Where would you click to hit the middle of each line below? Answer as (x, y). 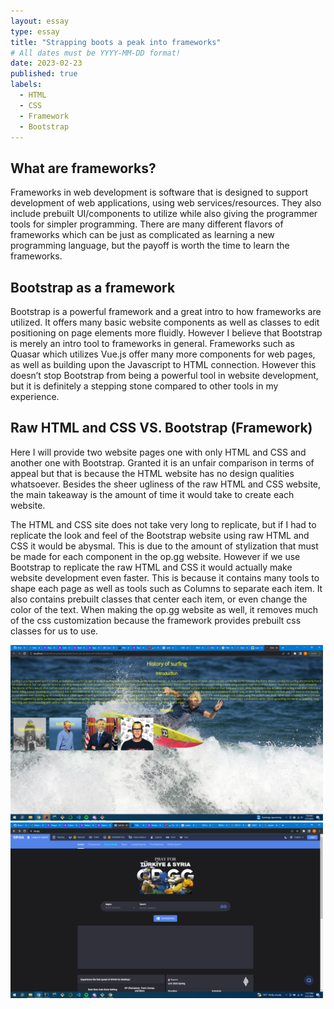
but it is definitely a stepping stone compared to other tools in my (144, 386)
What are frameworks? (83, 168)
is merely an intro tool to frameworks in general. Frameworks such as (152, 343)
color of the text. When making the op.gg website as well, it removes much (164, 609)
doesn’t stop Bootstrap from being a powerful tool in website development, (164, 375)
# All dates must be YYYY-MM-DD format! (96, 53)
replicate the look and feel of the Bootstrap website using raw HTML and (160, 535)
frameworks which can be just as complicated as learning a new (142, 235)
